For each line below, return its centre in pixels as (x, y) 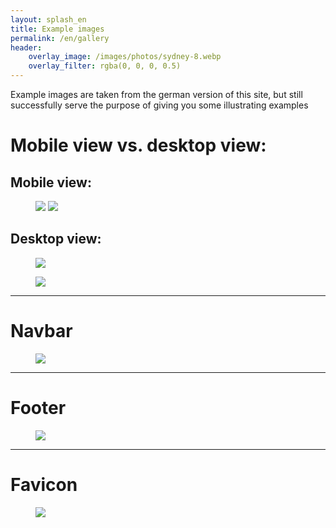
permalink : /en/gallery (60, 38)
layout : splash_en (48, 19)
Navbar (41, 331)
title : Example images (57, 29)
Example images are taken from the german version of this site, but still (156, 94)
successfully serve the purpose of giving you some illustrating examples (159, 105)
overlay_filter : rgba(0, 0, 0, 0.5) (105, 66)
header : (26, 47)
